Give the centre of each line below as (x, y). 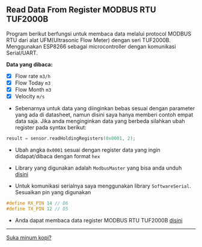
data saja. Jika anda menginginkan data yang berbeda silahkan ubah (100, 121)
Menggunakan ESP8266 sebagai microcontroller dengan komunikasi (91, 46)
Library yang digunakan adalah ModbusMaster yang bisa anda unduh (98, 168)
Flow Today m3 (33, 83)
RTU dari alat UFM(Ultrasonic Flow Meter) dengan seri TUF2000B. (89, 40)
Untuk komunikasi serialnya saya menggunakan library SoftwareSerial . (103, 186)
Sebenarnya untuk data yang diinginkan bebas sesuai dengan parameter (105, 109)
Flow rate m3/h (33, 76)
